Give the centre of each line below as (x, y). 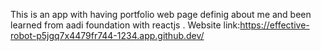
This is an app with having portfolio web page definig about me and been (161, 14)
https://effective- (274, 25)
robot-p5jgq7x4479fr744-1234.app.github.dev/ (107, 35)
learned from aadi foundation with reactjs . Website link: (125, 25)
